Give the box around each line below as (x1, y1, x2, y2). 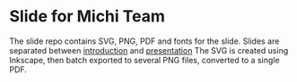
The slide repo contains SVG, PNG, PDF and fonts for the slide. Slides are (9, 36, 280, 46)
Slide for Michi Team (9, 6, 166, 27)
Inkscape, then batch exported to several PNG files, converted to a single (9, 54, 280, 65)
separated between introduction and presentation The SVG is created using (9, 45, 289, 55)
